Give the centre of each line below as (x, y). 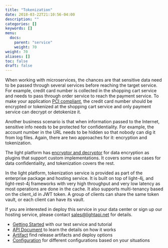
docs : (16, 38)
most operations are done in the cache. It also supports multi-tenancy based (84, 189)
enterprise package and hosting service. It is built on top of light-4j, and (79, 178)
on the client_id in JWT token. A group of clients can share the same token (82, 194)
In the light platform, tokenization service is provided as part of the (74, 173)
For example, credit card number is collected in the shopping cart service (81, 91)
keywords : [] (19, 29)
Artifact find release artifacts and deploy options (62, 235)
